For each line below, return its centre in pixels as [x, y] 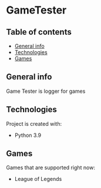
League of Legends [38, 179]
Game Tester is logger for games [46, 91]
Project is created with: [34, 123]
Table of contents [39, 32]
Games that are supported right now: [51, 167]
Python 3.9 [28, 135]
